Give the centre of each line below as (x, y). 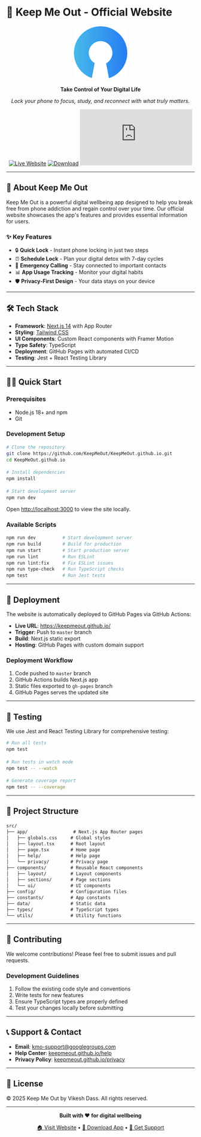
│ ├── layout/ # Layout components (64, 874)
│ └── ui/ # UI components (59, 885)
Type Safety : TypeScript (45, 345)
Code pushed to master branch (53, 673)
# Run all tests (26, 743)
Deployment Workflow (39, 660)
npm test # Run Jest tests (56, 576)
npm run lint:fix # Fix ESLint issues (60, 563)
